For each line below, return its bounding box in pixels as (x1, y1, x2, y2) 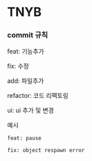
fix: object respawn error (7, 147, 85, 154)
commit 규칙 (7, 31, 48, 40)
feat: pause (7, 135, 42, 142)
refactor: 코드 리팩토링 (7, 92, 69, 100)
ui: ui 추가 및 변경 (7, 106, 54, 115)
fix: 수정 (7, 62, 29, 70)
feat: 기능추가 (7, 47, 45, 56)
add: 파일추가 (7, 77, 44, 85)
